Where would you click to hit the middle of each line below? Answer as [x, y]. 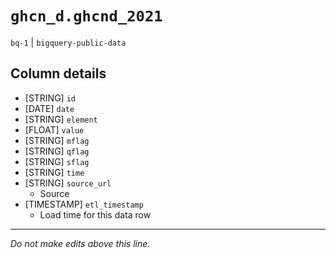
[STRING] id [50, 98]
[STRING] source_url [68, 183]
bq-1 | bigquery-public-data [68, 42]
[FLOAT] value [54, 129]
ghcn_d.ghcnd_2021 [86, 16]
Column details [58, 73]
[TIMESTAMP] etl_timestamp [84, 204]
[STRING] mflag [57, 140]
